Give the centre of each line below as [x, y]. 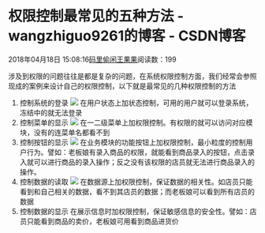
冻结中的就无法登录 [51, 112]
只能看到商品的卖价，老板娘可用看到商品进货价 [103, 221]
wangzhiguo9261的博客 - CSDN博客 [127, 36]
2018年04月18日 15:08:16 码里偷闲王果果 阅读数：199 [92, 59]
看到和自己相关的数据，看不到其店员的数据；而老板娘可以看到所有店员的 [137, 191]
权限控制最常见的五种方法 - [96, 16]
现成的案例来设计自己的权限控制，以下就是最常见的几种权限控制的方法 [122, 86]
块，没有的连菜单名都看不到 [65, 132]
